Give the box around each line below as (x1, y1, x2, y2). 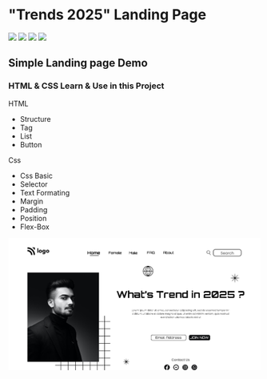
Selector (19, 179, 48, 189)
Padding (19, 204, 48, 214)
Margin (19, 196, 44, 206)
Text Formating (19, 187, 70, 197)
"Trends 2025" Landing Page (8, 6, 206, 24)
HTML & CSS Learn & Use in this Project (8, 80, 165, 91)
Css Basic (19, 171, 54, 180)
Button (19, 139, 42, 149)
